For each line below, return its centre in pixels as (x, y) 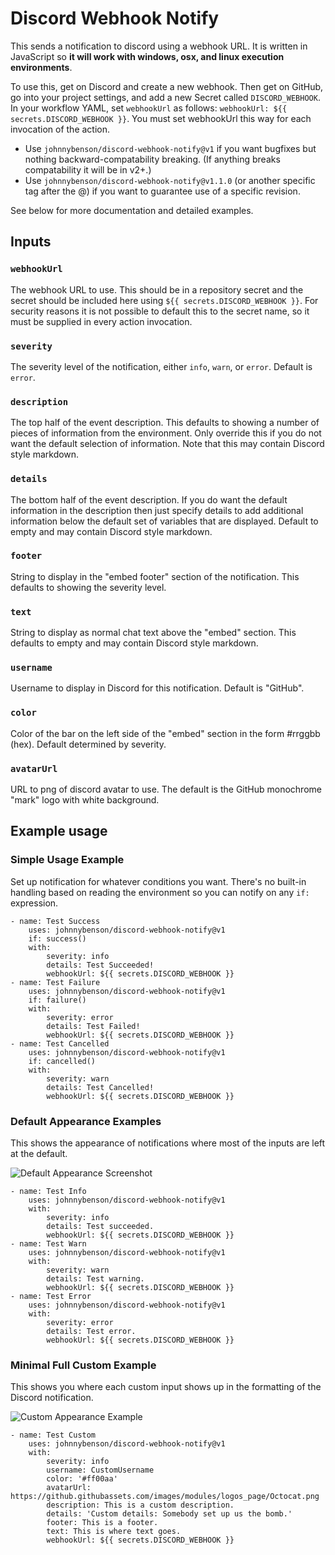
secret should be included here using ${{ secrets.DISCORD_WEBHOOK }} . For (164, 300)
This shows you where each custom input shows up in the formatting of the (166, 1387)
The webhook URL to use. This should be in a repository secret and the (157, 289)
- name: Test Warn (48, 1243)
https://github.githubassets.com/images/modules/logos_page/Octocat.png (165, 1497)
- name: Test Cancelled (60, 1043)
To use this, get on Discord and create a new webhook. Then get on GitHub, (167, 86)
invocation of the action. (60, 129)
